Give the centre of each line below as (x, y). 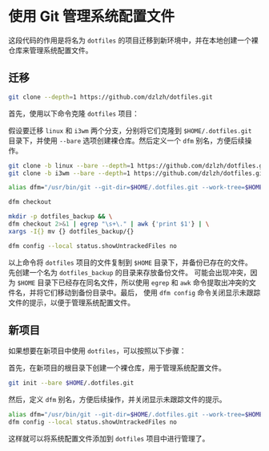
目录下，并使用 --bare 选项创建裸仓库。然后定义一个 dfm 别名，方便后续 (127, 140)
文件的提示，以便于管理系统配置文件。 (71, 303)
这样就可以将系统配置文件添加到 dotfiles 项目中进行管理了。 (109, 439)
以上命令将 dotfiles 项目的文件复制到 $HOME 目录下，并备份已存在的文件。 (130, 262)
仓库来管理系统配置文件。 (50, 50)
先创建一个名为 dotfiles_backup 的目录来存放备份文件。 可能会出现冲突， (129, 272)
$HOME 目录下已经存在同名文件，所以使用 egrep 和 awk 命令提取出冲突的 (133, 282)
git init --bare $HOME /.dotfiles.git (71, 383)
